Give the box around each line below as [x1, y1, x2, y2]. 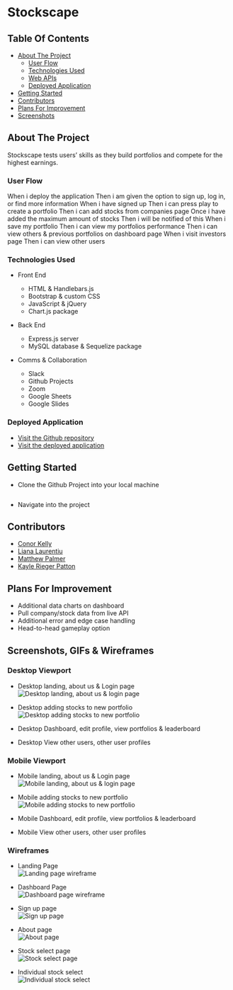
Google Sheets [28, 392, 72, 401]
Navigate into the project [17, 500, 90, 508]
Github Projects [28, 377, 74, 386]
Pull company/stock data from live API [17, 609, 129, 618]
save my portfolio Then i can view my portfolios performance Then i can [7, 222, 218, 231]
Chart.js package [28, 307, 79, 316]
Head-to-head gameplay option [17, 624, 110, 632]
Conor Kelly [17, 540, 52, 548]
